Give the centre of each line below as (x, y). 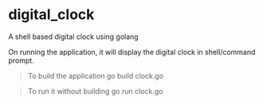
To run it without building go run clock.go (95, 91)
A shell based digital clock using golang (73, 37)
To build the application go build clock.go (96, 75)
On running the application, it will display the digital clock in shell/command (132, 52)
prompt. (21, 60)
